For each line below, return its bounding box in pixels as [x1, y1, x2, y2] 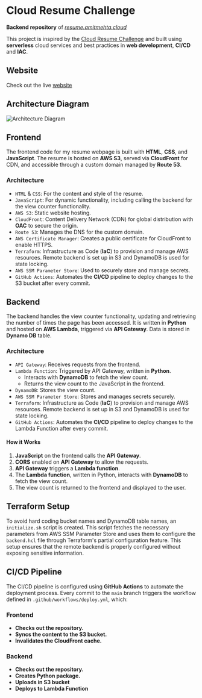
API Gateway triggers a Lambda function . [14, 464, 121, 472]
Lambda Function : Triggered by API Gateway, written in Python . [14, 367, 171, 374]
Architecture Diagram [6, 99, 89, 109]
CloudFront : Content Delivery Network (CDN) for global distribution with [14, 215, 194, 223]
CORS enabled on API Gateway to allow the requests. [14, 458, 149, 466]
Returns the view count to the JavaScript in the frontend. [24, 380, 165, 387]
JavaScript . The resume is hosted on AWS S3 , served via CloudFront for [6, 155, 188, 162]
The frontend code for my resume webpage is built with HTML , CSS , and [6, 148, 188, 155]
